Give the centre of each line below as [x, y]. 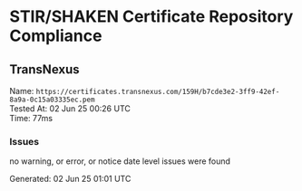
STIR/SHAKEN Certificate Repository [151, 17]
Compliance [56, 36]
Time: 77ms [31, 118]
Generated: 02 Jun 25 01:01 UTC [70, 179]
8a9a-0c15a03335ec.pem [52, 100]
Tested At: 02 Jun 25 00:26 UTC [70, 109]
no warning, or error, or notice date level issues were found [120, 161]
